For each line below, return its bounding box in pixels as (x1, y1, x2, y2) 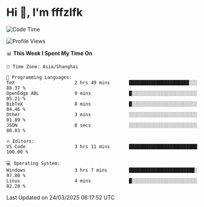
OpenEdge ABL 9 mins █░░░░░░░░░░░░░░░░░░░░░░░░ (6, 90, 198, 96)
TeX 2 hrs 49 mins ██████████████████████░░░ (6, 79, 198, 86)
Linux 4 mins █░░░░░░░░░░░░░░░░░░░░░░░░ (6, 178, 198, 184)
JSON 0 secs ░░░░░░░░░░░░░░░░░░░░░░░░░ (6, 122, 198, 128)
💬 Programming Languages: (6, 74, 72, 80)
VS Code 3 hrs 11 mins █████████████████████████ (6, 143, 198, 150)
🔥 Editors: (6, 138, 35, 144)
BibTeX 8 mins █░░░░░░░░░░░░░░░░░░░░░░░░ (6, 100, 198, 107)
